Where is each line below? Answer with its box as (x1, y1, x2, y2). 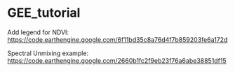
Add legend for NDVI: (7, 28, 69, 36)
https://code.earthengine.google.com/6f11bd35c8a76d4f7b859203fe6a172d (7, 35, 228, 43)
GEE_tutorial (7, 5, 81, 21)
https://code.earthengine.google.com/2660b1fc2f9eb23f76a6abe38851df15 (7, 56, 227, 64)
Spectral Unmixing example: (7, 49, 89, 57)
